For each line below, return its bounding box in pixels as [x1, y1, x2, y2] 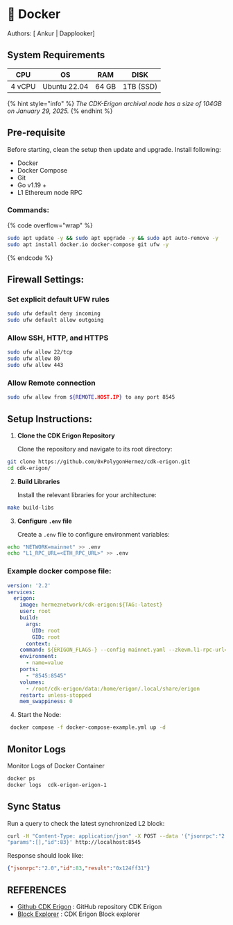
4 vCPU [10, 81, 36, 91]
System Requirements [7, 49, 105, 61]
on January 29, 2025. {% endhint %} [7, 107, 113, 115]
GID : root [32, 634, 60, 641]
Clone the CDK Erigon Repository [17, 431, 116, 440]
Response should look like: [7, 851, 84, 860]
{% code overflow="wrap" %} [7, 221, 94, 230]
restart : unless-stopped [19, 691, 92, 699]
